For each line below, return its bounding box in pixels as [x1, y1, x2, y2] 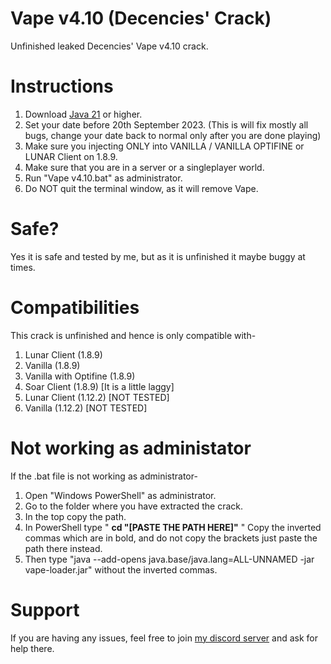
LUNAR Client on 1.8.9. [24, 150, 118, 162]
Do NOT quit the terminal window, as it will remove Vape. [24, 182, 259, 194]
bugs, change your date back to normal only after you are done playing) [24, 129, 322, 141]
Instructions [10, 75, 114, 98]
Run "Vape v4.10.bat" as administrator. [24, 172, 183, 184]
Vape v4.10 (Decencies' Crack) [10, 7, 272, 30]
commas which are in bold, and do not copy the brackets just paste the [24, 532, 318, 544]
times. [10, 261, 36, 273]
